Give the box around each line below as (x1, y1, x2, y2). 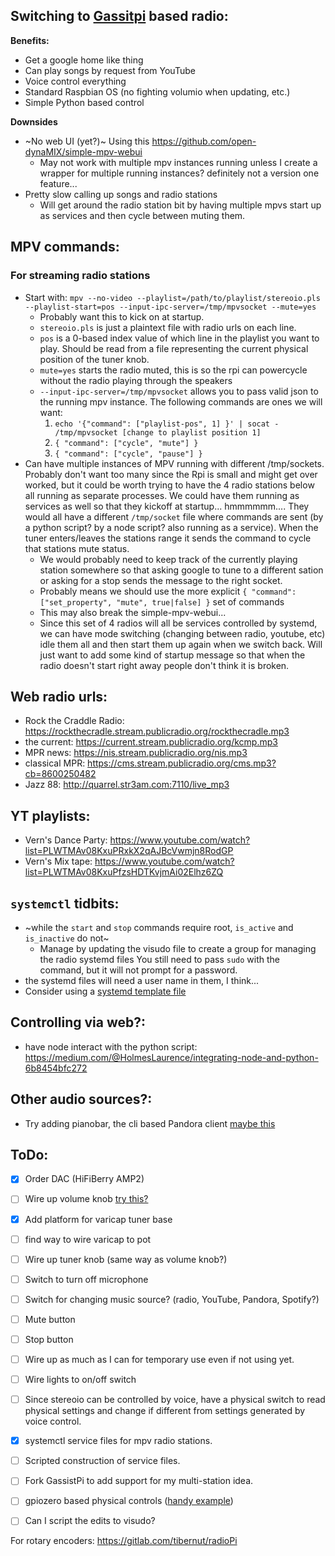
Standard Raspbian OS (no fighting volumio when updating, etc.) (24, 85, 291, 98)
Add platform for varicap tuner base (24, 1213, 173, 1225)
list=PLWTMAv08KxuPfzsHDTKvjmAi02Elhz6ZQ (24, 866, 224, 878)
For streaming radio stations (10, 269, 151, 283)
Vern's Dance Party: (24, 834, 108, 846)
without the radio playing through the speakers (39, 374, 233, 386)
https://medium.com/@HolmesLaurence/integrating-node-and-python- (24, 1051, 319, 1063)
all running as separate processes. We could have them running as (24, 489, 300, 501)
